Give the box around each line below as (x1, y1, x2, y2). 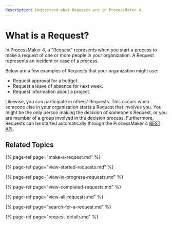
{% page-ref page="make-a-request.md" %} (5, 154, 101, 160)
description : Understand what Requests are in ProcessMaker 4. (5, 7, 144, 13)
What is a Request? (5, 29, 89, 41)
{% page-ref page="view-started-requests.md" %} (5, 164, 114, 170)
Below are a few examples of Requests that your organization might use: (5, 67, 159, 73)
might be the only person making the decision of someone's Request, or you (5, 109, 167, 116)
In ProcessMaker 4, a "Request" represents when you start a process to (5, 47, 158, 53)
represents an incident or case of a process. (5, 58, 99, 64)
